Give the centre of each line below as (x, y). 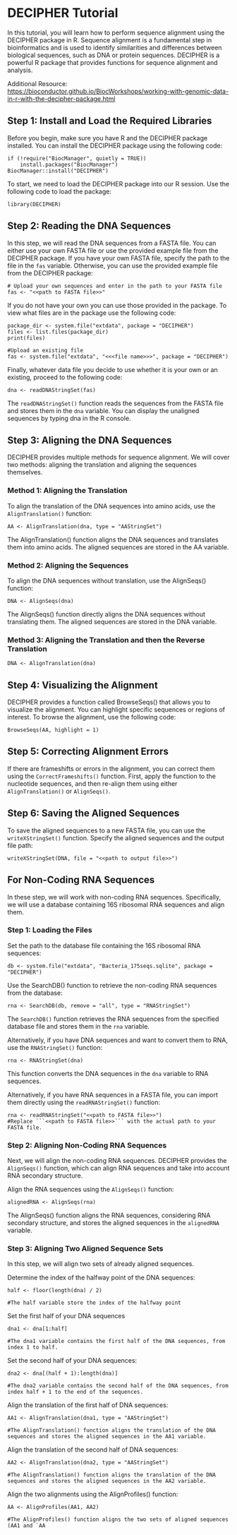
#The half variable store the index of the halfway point (94, 1303)
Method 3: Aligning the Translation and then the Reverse (106, 640)
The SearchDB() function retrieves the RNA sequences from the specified (113, 1019)
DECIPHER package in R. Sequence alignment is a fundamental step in (110, 40)
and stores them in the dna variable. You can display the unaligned (103, 410)
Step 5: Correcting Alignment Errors (88, 752)
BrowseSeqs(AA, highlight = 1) (53, 730)
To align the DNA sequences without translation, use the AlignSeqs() (107, 580)
